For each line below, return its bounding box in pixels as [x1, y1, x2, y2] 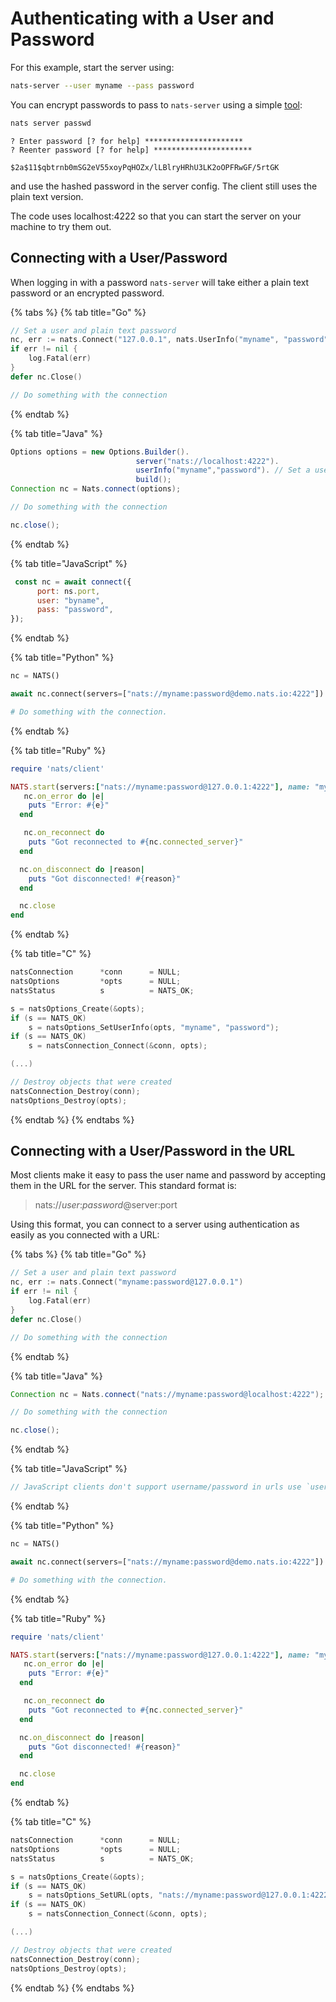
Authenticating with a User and [10, 7, 275, 30]
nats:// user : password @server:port [34, 1199, 178, 1211]
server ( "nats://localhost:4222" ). [135, 456, 280, 466]
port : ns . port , [36, 586, 101, 596]
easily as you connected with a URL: [10, 1229, 160, 1241]
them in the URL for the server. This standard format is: [10, 1180, 237, 1192]
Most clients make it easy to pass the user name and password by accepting [10, 1169, 327, 1181]
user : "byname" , [36, 595, 105, 606]
